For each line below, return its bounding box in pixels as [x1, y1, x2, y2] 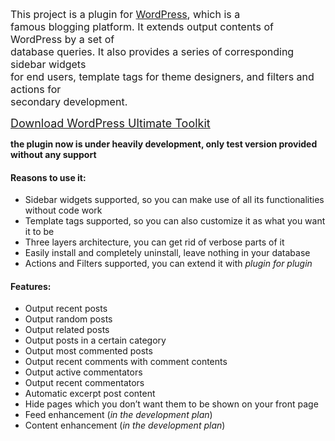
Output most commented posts [24, 345, 153, 357]
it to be [24, 226, 55, 238]
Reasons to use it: [10, 171, 87, 183]
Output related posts [24, 324, 110, 336]
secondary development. [10, 95, 128, 108]
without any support [10, 149, 97, 160]
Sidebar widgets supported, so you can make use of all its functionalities [24, 194, 325, 206]
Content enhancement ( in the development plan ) [24, 419, 226, 432]
